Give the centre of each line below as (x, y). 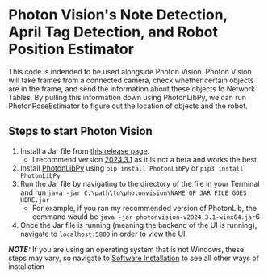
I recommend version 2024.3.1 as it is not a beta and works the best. (145, 159)
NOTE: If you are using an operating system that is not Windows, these (126, 249)
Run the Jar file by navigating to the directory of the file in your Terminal (140, 183)
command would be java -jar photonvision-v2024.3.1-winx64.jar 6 (146, 217)
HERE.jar (35, 200)
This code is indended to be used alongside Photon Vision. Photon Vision (130, 71)
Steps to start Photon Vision (81, 131)
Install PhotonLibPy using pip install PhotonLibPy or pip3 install (132, 168)
